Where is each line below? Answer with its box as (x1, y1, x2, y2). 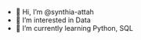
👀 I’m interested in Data (15, 15, 92, 25)
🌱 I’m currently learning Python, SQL (15, 24, 133, 32)
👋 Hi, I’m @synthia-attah (15, 8, 94, 16)
